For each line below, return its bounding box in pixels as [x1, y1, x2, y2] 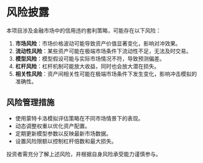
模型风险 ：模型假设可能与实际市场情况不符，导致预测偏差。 [15, 55, 165, 62]
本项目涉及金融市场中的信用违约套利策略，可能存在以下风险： [6, 27, 162, 34]
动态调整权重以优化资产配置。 [15, 122, 90, 130]
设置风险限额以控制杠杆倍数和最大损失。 [15, 137, 117, 145]
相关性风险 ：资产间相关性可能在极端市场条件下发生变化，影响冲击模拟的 [15, 70, 197, 77]
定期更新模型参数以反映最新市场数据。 [15, 130, 112, 137]
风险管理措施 [6, 97, 55, 108]
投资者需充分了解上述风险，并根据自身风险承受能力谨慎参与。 [6, 150, 162, 158]
